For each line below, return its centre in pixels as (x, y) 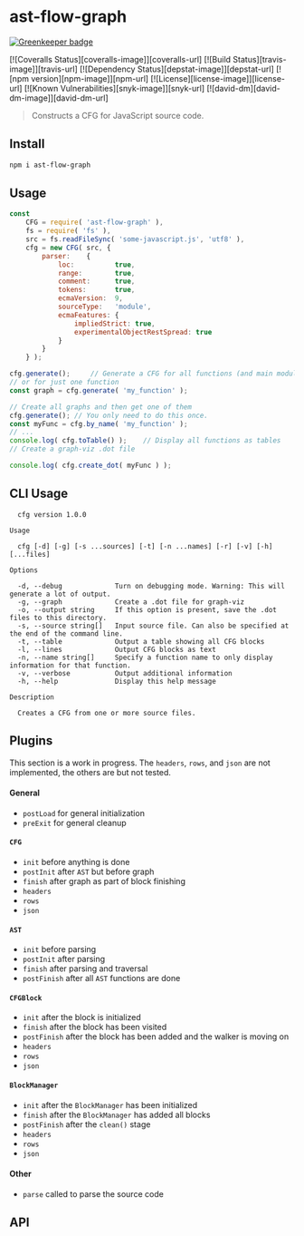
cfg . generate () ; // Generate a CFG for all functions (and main (141, 374)
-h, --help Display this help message (117, 681)
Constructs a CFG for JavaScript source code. (118, 115)
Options (24, 570)
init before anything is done (76, 861)
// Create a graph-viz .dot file (72, 449)
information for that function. (70, 665)
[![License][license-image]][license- (218, 78)
